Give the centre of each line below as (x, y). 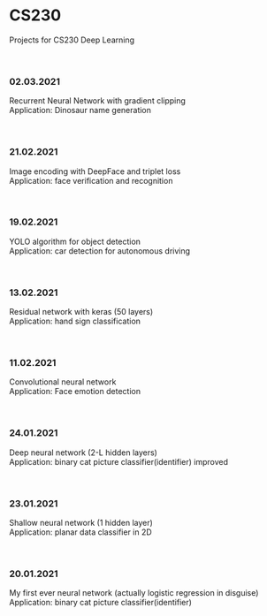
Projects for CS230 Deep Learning (72, 40)
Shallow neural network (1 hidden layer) (81, 523)
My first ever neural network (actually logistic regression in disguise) (134, 593)
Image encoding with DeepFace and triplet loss (95, 171)
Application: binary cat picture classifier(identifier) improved (118, 461)
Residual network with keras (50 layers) (81, 312)
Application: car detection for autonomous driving (100, 251)
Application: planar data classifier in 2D (80, 532)
